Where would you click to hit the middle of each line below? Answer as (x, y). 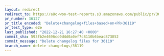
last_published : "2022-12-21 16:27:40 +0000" (52, 32)
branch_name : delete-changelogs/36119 (44, 46)
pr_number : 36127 (22, 19)
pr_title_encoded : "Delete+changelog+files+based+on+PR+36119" (70, 23)
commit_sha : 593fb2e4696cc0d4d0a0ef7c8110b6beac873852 (62, 37)
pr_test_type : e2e (23, 28)
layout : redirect (22, 9)
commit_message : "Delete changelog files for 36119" (59, 41)
